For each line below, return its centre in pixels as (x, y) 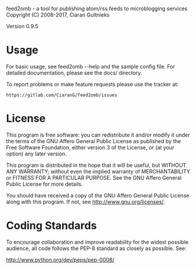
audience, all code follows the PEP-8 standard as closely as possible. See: (97, 248)
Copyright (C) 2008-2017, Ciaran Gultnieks (58, 15)
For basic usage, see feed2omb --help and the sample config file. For (91, 66)
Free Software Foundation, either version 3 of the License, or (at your (90, 147)
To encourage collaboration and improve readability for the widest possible (97, 242)
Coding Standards (52, 226)
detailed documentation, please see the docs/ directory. (74, 73)
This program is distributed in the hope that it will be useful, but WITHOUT (96, 165)
